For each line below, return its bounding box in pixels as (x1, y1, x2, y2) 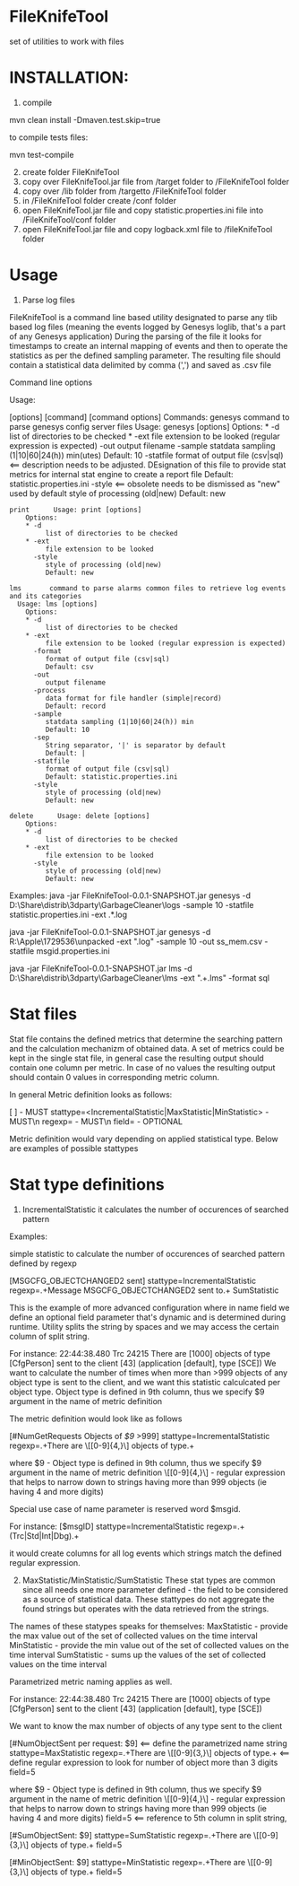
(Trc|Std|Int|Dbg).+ (9, 1530, 80, 1541)
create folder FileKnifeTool (21, 166, 120, 177)
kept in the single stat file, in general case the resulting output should (9, 1052, 264, 1063)
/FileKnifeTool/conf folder (21, 214, 116, 225)
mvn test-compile (9, 149, 74, 160)
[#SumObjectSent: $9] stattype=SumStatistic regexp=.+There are (9, 1829, 252, 1840)
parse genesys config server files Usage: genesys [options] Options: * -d (9, 421, 280, 432)
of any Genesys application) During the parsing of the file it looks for (9, 330, 262, 342)
